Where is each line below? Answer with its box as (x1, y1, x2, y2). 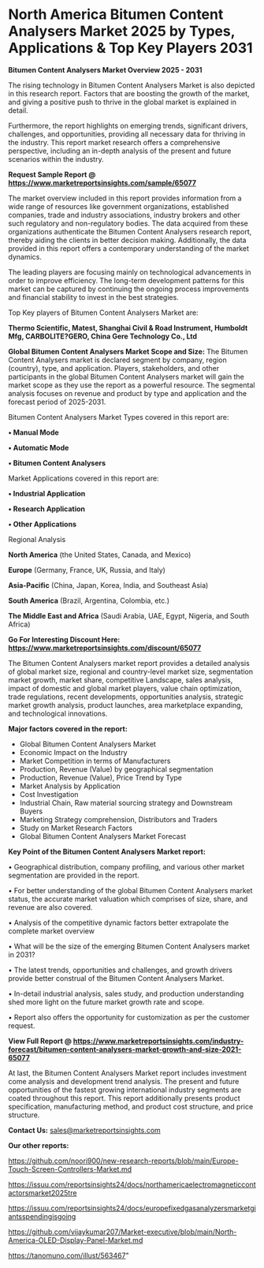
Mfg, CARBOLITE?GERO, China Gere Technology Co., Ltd (8, 331, 198, 341)
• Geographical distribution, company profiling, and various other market (8, 862, 245, 871)
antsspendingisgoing (8, 1211, 76, 1221)
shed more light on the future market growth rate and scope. (8, 997, 205, 1007)
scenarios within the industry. (8, 154, 104, 163)
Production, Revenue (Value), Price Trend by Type (19, 772, 183, 782)
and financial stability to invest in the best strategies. (8, 292, 179, 301)
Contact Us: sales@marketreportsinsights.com (8, 1125, 162, 1135)
